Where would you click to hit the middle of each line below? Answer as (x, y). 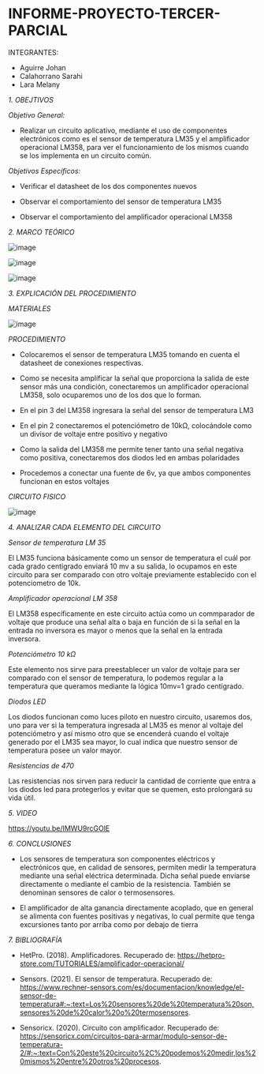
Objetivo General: (37, 115)
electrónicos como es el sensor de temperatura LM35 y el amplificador (135, 138)
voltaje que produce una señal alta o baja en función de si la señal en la (124, 621)
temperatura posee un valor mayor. (65, 750)
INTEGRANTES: (33, 52)
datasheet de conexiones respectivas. (81, 362)
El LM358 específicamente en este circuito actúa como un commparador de (132, 614)
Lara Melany (40, 84)
